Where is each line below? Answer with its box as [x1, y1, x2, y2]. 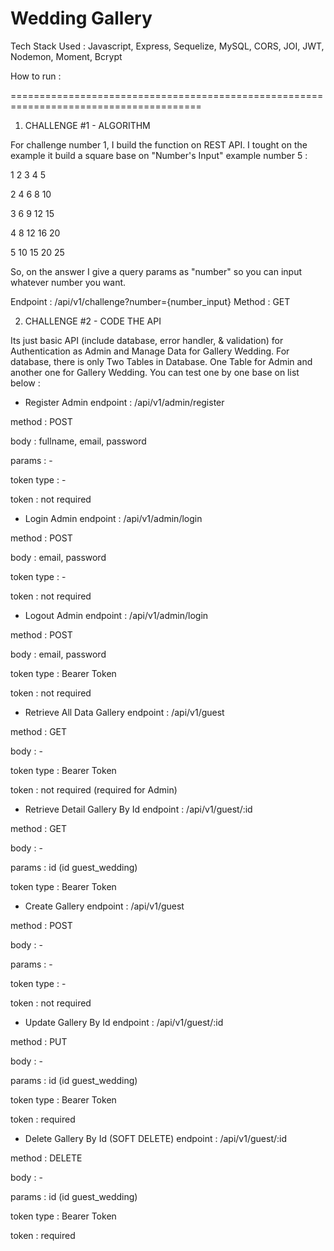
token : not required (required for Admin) [10, 783, 178, 796]
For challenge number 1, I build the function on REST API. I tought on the [10, 138, 308, 151]
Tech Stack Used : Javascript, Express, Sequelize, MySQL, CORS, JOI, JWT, [10, 40, 325, 52]
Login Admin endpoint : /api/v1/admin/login [24, 512, 203, 524]
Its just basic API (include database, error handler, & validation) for [10, 334, 284, 346]
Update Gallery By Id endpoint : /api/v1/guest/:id [24, 1016, 224, 1028]
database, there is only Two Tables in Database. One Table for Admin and [10, 355, 313, 367]
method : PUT [10, 1035, 68, 1047]
